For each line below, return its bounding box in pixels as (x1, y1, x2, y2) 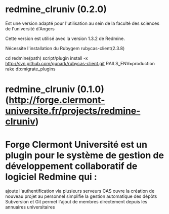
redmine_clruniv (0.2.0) (5, 4, 107, 15)
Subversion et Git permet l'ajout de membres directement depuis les (5, 199, 148, 205)
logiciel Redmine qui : (5, 171, 97, 183)
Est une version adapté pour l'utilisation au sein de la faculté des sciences (5, 20, 159, 26)
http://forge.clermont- (9, 95, 105, 106)
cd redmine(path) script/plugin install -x (5, 55, 88, 61)
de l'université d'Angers (5, 25, 55, 31)
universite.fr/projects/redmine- (5, 105, 141, 117)
